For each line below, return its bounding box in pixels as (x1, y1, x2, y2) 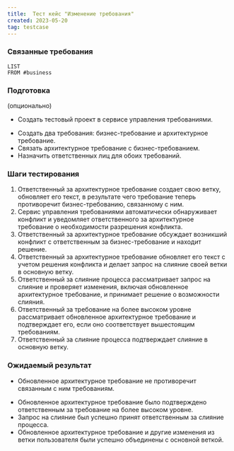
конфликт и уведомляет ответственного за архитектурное (17, 215, 194, 223)
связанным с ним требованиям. (17, 384, 115, 392)
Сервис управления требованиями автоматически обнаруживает (17, 208, 218, 216)
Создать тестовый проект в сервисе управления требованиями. (17, 115, 213, 124)
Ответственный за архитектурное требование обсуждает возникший (17, 230, 228, 239)
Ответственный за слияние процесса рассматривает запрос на (17, 275, 211, 283)
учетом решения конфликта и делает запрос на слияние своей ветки (17, 260, 228, 269)
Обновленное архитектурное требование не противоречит (17, 376, 197, 385)
